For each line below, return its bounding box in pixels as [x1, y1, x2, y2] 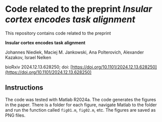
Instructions [5, 84, 43, 92]
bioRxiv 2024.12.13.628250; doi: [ [5, 64, 72, 70]
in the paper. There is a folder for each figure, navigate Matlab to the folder [5, 102, 157, 108]
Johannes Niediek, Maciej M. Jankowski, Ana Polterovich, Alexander [5, 49, 144, 55]
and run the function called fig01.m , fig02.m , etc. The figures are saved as [5, 107, 156, 113]
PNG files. [5, 112, 26, 118]
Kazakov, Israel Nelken [5, 54, 52, 60]
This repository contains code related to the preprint [5, 30, 111, 36]
